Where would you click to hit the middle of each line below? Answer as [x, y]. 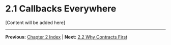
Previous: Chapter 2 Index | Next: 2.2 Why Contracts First [66, 37]
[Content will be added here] [35, 22]
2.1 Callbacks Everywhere [61, 9]
